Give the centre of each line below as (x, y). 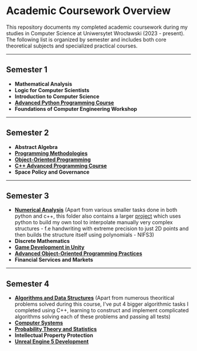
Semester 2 (28, 133)
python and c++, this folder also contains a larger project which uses (98, 216)
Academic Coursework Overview (89, 11)
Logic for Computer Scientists (52, 90)
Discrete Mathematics (42, 241)
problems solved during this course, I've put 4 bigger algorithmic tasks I (101, 304)
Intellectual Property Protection (54, 335)
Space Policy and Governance (52, 172)
